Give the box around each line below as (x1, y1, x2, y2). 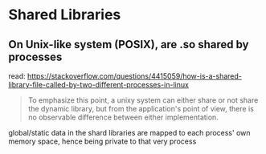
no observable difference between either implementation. (27, 112, 219, 122)
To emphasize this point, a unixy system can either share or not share (27, 95, 259, 105)
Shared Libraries (8, 6, 121, 24)
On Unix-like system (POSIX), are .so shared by (8, 38, 249, 51)
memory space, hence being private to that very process (8, 136, 197, 146)
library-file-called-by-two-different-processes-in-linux (8, 80, 189, 89)
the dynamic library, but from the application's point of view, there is (27, 104, 255, 113)
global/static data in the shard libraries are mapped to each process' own (8, 128, 251, 137)
